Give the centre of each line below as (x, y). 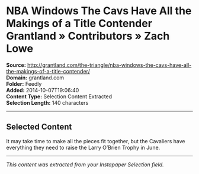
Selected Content (39, 127)
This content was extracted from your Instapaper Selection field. (85, 165)
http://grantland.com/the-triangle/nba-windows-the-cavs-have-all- (110, 65)
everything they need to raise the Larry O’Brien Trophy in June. (83, 147)
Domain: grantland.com (35, 78)
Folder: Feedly (24, 83)
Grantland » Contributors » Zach (88, 36)
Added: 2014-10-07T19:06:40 (43, 90)
